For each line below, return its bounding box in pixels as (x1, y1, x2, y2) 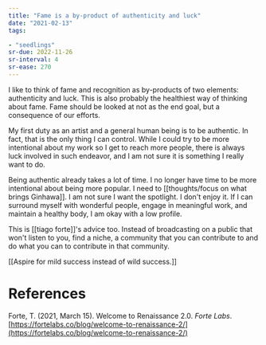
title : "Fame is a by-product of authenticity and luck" (8, 11, 201, 20)
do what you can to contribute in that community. (8, 241, 170, 251)
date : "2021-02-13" (8, 19, 73, 27)
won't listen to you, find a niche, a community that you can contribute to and (8, 233, 259, 242)
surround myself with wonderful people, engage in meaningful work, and (8, 200, 248, 210)
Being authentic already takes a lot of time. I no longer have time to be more (8, 174, 257, 184)
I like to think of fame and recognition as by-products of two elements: (8, 84, 239, 94)
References (8, 284, 86, 303)
